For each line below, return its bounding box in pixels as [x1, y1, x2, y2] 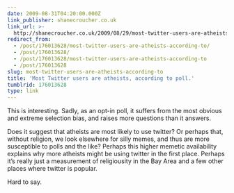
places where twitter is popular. [7, 165, 97, 173]
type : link [7, 87, 39, 94]
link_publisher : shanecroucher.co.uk [7, 17, 117, 24]
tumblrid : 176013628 [7, 81, 68, 88]
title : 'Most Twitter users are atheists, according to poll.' [7, 74, 195, 82]
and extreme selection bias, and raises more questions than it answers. [7, 114, 212, 122]
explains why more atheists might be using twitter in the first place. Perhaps [7, 150, 225, 158]
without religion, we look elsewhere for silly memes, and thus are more [7, 135, 210, 143]
